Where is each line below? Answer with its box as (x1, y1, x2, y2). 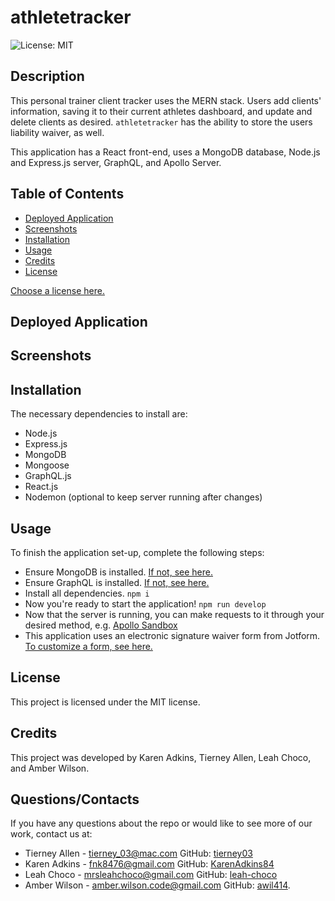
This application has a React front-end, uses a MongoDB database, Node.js (10, 146, 321, 158)
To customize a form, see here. (24, 640, 153, 652)
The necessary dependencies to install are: (10, 408, 188, 420)
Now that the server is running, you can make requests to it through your (24, 608, 325, 620)
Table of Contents (10, 186, 125, 203)
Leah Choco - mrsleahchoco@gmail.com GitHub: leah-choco (24, 869, 278, 881)
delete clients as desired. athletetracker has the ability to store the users (10, 116, 313, 128)
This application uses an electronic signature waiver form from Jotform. (24, 629, 321, 641)
